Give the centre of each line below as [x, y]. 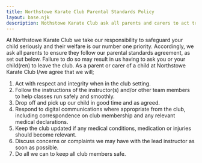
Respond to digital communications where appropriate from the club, [100, 109]
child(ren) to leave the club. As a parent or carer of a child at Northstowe [96, 66]
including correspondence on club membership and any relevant [95, 115]
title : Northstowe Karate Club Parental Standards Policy [80, 12]
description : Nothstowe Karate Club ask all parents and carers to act [98, 23]
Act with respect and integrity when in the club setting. [83, 84]
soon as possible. [37, 147]
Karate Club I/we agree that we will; [50, 72]
